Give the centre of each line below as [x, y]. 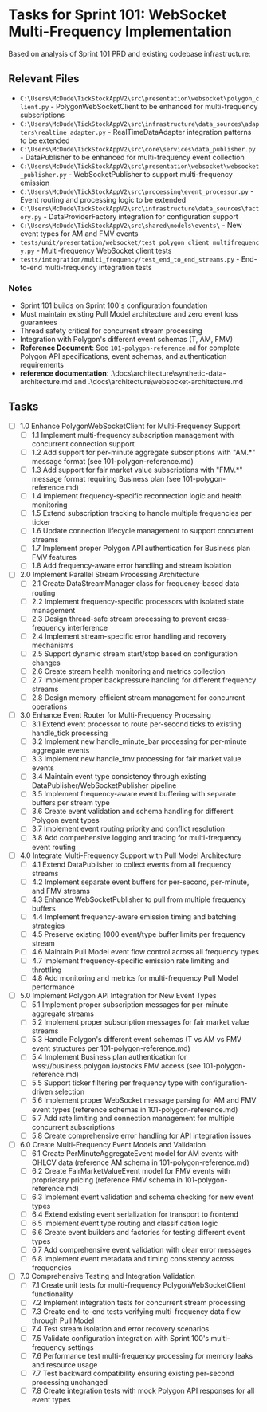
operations [49, 706]
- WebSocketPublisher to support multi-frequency [150, 174]
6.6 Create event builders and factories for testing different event [138, 1233]
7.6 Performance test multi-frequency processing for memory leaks [142, 1355]
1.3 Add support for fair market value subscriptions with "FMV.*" [137, 470]
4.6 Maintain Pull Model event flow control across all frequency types [145, 951]
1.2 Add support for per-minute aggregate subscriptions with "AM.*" [143, 452]
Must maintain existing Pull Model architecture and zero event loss [129, 314]
